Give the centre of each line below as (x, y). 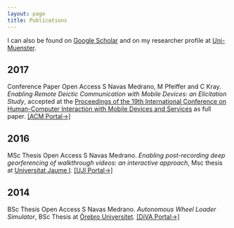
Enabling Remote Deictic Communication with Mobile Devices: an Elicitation (117, 94)
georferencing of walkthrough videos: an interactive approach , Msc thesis (115, 163)
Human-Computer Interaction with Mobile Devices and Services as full (109, 109)
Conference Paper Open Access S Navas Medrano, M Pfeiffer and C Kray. (114, 87)
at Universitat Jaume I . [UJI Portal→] (60, 170)
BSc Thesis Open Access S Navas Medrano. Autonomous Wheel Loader (112, 209)
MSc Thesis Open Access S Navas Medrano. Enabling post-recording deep (116, 156)
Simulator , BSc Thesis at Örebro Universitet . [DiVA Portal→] (93, 216)
